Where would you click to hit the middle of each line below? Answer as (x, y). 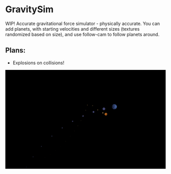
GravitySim (30, 9)
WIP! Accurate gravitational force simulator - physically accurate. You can (83, 23)
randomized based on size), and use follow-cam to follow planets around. (82, 34)
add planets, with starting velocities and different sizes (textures (73, 29)
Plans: (16, 50)
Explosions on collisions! (38, 63)
